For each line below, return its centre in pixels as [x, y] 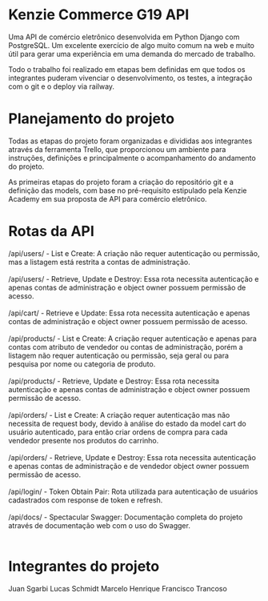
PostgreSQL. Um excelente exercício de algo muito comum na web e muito [131, 45]
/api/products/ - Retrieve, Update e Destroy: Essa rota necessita [114, 381]
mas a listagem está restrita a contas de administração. [99, 262]
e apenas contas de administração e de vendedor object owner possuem [129, 466]
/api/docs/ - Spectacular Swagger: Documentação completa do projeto [126, 517]
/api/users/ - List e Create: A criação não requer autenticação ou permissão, [134, 253]
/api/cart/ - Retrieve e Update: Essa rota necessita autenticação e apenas [129, 313]
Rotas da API [51, 232]
